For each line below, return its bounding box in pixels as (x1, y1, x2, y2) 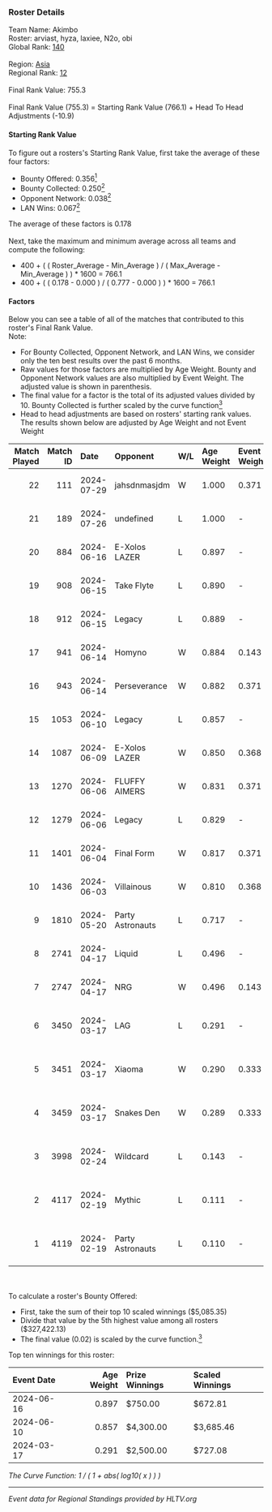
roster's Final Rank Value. (8, 323, 93, 333)
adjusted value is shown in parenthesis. (19, 382, 152, 392)
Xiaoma (114, 1063, 144, 1075)
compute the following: (8, 245, 85, 255)
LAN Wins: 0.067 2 (19, 202, 81, 213)
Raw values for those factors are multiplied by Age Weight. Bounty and (19, 364, 257, 375)
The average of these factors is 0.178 (8, 219, 132, 229)
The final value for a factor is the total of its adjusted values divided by (19, 390, 255, 400)
